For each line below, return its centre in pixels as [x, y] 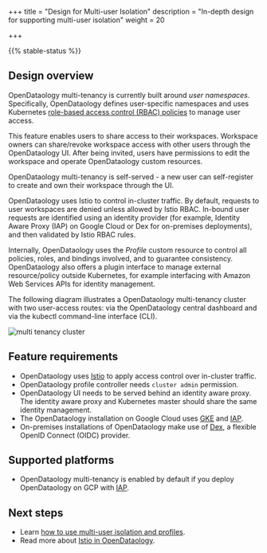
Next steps [36, 513]
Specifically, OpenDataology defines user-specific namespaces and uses [129, 104]
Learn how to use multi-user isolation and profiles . [102, 532]
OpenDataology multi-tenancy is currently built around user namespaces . [129, 95]
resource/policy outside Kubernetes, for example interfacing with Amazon [130, 275]
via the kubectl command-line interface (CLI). [83, 316]
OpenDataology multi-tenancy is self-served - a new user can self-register [131, 176]
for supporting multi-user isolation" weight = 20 [86, 20]
